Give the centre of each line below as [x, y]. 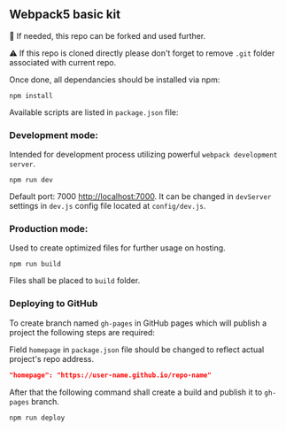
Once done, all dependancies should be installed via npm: [115, 80]
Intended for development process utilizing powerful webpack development [143, 155]
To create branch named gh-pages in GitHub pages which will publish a [138, 323]
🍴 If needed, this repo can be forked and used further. [108, 35]
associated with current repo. [63, 62]
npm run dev [31, 181]
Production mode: [49, 229]
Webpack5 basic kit [65, 15]
